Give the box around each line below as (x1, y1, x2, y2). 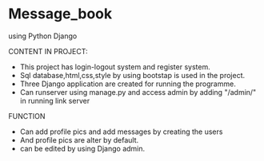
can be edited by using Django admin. (19, 143, 146, 153)
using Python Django (8, 31, 78, 41)
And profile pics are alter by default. (19, 135, 139, 144)
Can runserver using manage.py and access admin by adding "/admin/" (19, 87, 257, 96)
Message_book (8, 5, 113, 23)
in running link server (19, 96, 90, 105)
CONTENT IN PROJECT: (8, 46, 88, 56)
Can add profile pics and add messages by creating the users (19, 127, 223, 136)
